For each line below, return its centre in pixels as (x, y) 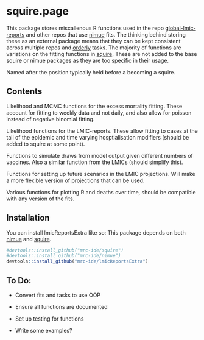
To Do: (19, 281)
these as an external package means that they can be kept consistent (93, 41)
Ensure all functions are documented (61, 307)
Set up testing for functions (49, 319)
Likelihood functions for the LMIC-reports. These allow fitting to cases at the (102, 131)
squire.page (37, 11)
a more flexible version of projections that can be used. (76, 180)
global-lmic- (181, 28)
